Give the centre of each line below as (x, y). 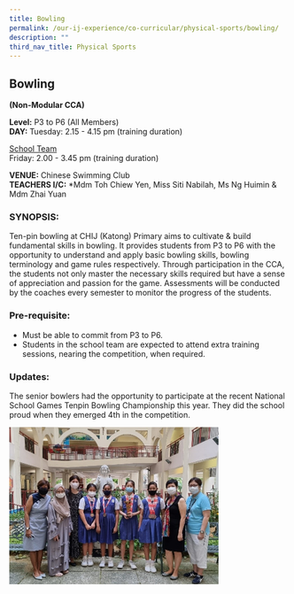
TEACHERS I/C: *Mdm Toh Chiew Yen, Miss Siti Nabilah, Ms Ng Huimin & (143, 185)
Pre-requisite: (40, 316)
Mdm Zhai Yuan (38, 194)
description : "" (39, 37)
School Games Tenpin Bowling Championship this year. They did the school (147, 405)
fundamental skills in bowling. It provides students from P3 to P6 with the (143, 246)
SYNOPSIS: (34, 217)
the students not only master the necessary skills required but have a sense (147, 274)
